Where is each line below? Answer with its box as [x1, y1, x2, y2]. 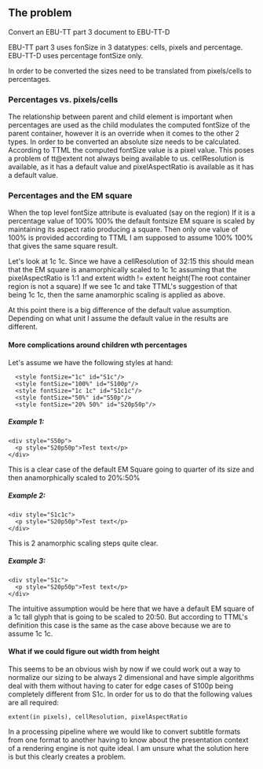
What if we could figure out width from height [8, 647, 160, 656]
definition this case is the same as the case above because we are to [8, 620, 232, 630]
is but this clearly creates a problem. [8, 752, 126, 761]
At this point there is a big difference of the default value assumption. [8, 305, 232, 315]
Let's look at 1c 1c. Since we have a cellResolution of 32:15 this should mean [8, 257, 254, 266]
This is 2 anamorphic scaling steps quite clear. [8, 538, 159, 548]
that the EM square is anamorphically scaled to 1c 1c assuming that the [8, 265, 237, 275]
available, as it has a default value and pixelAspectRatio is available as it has [8, 162, 254, 172]
